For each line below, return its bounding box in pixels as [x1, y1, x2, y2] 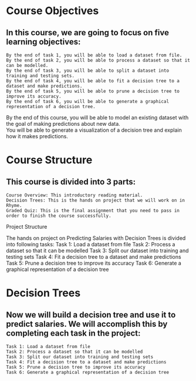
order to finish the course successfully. [6, 213, 111, 219]
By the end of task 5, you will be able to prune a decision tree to [6, 88, 180, 94]
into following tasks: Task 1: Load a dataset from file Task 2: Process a [6, 241, 175, 248]
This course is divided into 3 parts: [6, 176, 136, 186]
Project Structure [6, 223, 48, 230]
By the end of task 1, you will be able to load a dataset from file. [6, 52, 183, 58]
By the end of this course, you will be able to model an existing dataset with [6, 114, 189, 121]
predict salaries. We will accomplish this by [6, 319, 168, 329]
